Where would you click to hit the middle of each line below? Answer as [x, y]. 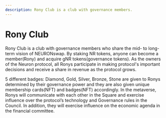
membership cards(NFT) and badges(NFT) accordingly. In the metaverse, [81, 90]
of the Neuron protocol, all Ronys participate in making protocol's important [83, 64]
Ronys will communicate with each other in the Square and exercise [75, 95]
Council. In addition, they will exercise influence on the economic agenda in [83, 106]
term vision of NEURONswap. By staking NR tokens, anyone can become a [82, 53]
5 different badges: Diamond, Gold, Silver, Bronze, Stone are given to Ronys [83, 79]
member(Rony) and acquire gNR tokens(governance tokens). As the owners [83, 59]
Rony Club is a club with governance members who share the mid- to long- [82, 48]
